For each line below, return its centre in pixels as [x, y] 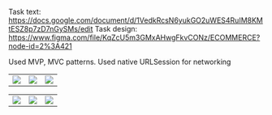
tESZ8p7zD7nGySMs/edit [51, 29]
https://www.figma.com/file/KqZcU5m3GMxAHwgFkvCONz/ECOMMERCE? [134, 37]
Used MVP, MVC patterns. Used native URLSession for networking [120, 62]
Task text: [25, 12]
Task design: [116, 29]
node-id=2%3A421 [40, 46]
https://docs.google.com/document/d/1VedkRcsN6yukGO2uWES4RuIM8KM [136, 20]
